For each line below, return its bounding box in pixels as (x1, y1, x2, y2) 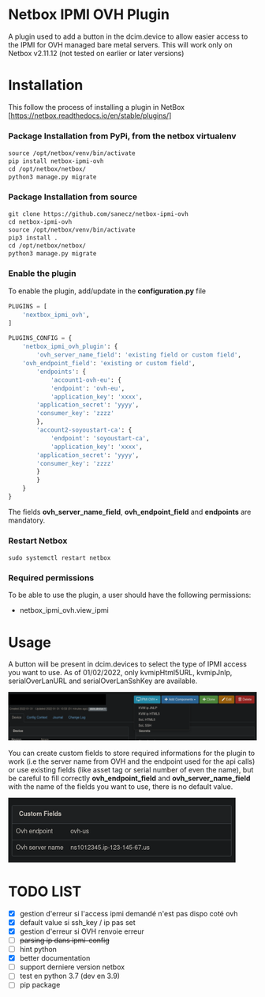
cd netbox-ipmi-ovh (8, 218, 73, 226)
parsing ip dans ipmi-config (19, 935, 110, 945)
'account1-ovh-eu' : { (50, 376, 122, 384)
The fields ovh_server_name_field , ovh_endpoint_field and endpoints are (8, 507, 252, 516)
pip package (19, 980, 61, 990)
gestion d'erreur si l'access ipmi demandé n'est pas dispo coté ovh (19, 908, 238, 918)
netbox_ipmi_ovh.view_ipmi (19, 606, 109, 615)
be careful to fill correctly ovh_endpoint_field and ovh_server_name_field (8, 773, 251, 783)
